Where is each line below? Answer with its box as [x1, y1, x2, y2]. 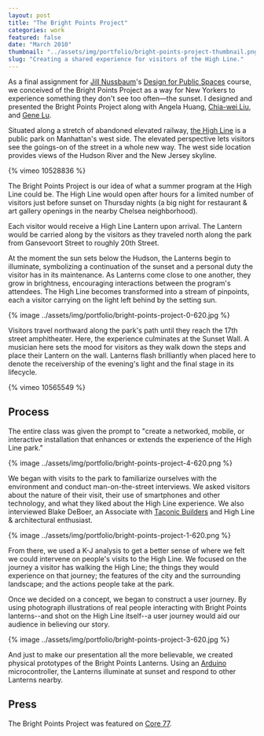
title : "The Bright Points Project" [8, 19, 128, 27]
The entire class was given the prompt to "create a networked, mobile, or [8, 426, 245, 436]
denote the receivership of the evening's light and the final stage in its [8, 359, 234, 368]
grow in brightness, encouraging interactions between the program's [8, 278, 231, 288]
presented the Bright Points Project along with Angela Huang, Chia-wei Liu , [8, 101, 251, 111]
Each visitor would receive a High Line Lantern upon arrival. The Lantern [8, 221, 242, 230]
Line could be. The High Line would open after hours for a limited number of [8, 190, 254, 199]
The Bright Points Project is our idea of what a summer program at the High [8, 181, 252, 190]
